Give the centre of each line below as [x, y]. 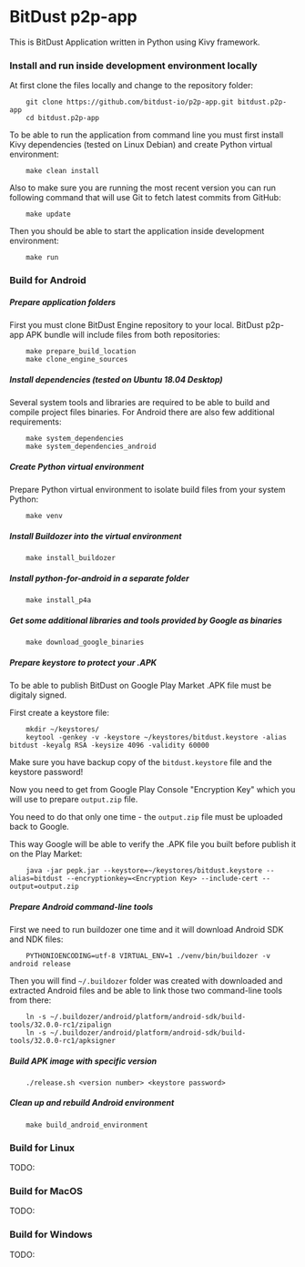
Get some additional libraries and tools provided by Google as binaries [146, 620]
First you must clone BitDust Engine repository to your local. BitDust [137, 325]
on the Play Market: [46, 853]
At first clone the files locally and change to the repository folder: [131, 86]
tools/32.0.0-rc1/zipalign [61, 1025]
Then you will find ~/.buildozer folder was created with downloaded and [146, 980]
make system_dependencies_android [91, 447]
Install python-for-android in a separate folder [99, 578]
